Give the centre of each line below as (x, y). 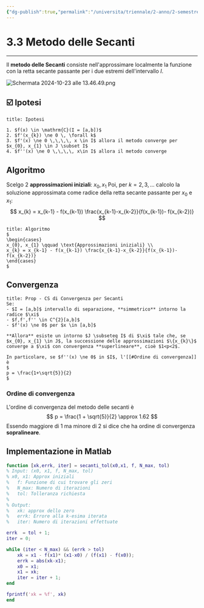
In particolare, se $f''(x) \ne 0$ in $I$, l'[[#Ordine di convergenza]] (102, 357)
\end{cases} (21, 261)
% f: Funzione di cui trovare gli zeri (59, 483)
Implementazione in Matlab (59, 452)
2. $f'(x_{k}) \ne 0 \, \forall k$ (51, 135)
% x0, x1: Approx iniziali (40, 477)
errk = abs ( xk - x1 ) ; (42, 561)
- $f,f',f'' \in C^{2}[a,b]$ (43, 320)
